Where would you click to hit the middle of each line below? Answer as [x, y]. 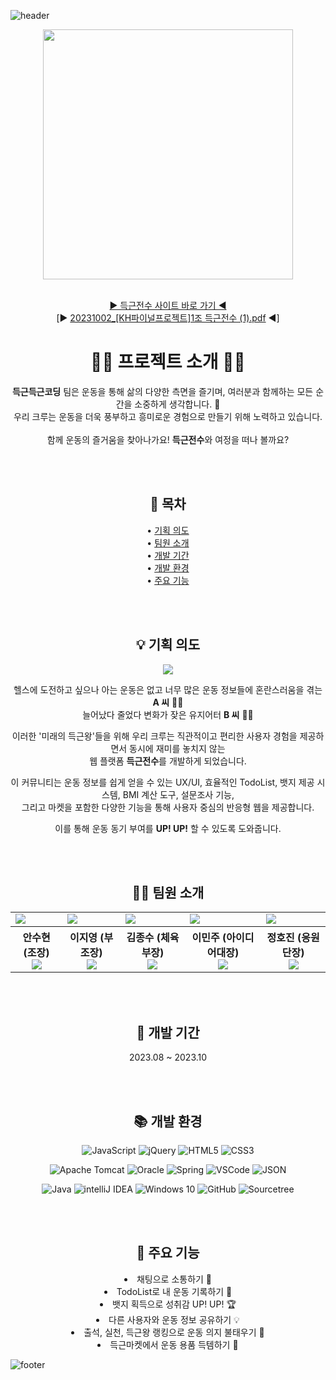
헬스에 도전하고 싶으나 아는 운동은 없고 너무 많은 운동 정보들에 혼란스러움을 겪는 [168, 689]
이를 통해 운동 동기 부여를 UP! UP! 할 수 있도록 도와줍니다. [168, 828]
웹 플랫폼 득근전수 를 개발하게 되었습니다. [168, 761]
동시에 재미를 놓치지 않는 [177, 748]
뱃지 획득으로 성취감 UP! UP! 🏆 [174, 1304]
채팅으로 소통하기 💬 [174, 1279]
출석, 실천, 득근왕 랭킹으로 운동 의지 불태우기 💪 [174, 1332]
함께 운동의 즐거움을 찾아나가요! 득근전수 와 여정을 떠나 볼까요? [168, 439]
